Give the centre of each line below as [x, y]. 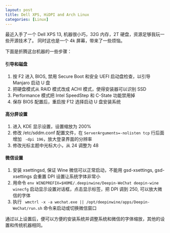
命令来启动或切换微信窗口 [70, 208]
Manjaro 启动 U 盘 [31, 83]
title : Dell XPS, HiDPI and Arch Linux [47, 15]
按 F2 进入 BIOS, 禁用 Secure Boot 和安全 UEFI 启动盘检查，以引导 [81, 76]
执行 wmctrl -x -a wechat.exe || [48, 202]
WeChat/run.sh [27, 208]
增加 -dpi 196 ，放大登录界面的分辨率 [52, 139]
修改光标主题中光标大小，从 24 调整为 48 [55, 145]
